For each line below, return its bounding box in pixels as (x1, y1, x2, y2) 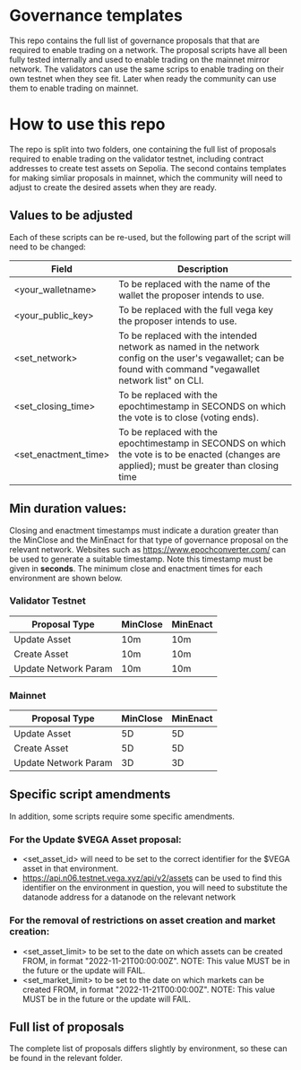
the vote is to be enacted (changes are (117, 448, 280, 460)
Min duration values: (9, 501, 127, 517)
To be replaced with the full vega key (117, 303, 273, 316)
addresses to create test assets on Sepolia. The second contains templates (9, 162, 287, 173)
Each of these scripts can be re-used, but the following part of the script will (9, 231, 291, 242)
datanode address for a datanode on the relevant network (21, 892, 236, 902)
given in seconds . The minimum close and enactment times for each (9, 562, 262, 574)
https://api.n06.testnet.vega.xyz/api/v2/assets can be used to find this (21, 873, 282, 883)
